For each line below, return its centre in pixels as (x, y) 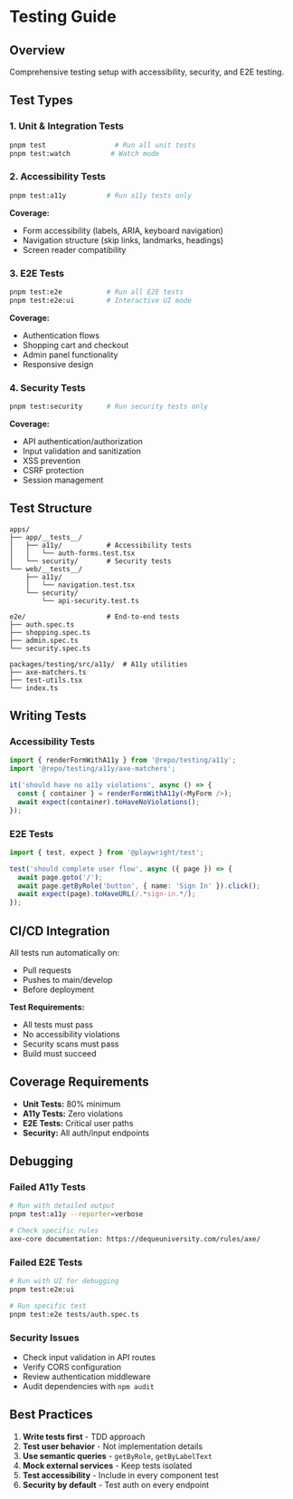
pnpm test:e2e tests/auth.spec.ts (75, 1314)
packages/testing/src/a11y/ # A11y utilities (99, 664)
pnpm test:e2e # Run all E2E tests (96, 292)
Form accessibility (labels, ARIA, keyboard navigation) (123, 230)
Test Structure (51, 508)
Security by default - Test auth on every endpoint (116, 1484)
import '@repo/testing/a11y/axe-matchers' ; (93, 769)
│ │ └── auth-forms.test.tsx (72, 553)
